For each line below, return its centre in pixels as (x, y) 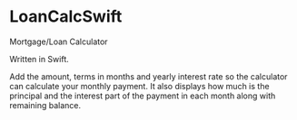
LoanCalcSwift (66, 17)
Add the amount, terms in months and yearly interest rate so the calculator (148, 76)
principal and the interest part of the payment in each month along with (143, 96)
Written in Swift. (40, 59)
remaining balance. (45, 105)
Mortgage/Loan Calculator (59, 42)
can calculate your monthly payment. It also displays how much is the (139, 86)
